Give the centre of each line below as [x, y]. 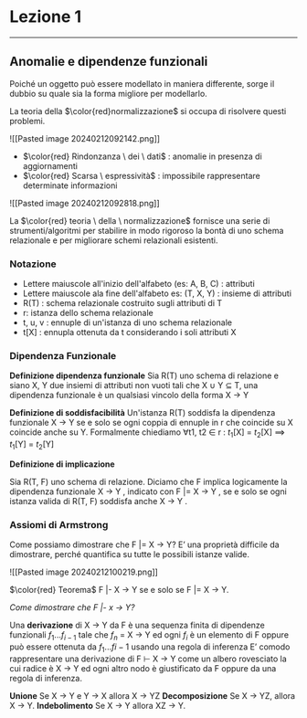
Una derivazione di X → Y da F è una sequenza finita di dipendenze [137, 625]
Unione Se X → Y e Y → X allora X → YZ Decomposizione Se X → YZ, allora [152, 695]
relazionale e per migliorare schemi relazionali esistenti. [114, 240]
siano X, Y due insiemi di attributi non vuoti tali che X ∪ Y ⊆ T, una [134, 385]
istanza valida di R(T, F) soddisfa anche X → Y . [99, 501]
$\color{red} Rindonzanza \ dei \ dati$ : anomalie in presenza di [142, 156]
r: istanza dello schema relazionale [88, 313]
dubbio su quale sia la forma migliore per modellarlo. [108, 93]
